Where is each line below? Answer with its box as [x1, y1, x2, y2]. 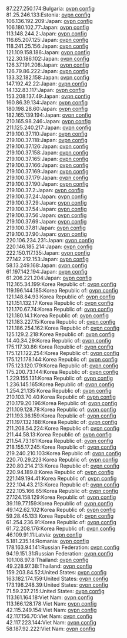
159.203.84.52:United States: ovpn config [6, 569, 107, 575]
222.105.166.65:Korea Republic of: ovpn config [6, 488, 119, 494]
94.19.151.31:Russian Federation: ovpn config [6, 550, 113, 557]
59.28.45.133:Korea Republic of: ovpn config [6, 512, 114, 519]
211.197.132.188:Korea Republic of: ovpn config [6, 419, 118, 425]
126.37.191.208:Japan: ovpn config [6, 61, 89, 68]
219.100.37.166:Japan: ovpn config [6, 162, 89, 169]
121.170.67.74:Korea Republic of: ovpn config [6, 306, 113, 313]
